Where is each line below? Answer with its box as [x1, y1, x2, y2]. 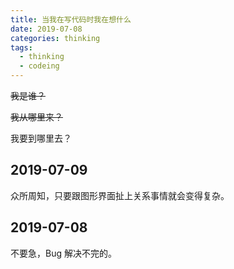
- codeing [19, 61, 60, 71]
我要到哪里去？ [10, 132, 72, 144]
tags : [10, 42, 33, 53]
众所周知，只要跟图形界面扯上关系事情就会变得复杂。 [10, 189, 230, 201]
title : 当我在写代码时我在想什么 [10, 14, 132, 25]
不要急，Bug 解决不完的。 [10, 247, 117, 259]
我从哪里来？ [10, 111, 63, 123]
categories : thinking [10, 33, 101, 43]
